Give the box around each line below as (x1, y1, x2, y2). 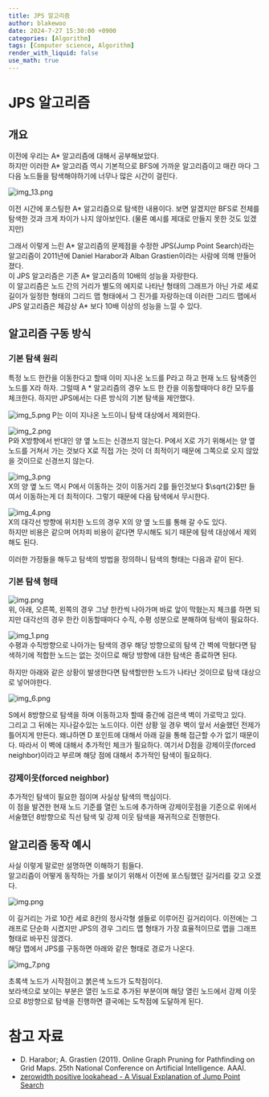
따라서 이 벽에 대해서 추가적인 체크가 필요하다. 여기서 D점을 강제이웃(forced (18, 740, 255, 750)
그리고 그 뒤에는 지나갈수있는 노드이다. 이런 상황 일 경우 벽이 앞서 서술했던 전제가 (8, 720, 261, 730)
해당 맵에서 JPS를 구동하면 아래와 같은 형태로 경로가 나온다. (8, 944, 195, 953)
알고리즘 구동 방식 (8, 327, 92, 341)
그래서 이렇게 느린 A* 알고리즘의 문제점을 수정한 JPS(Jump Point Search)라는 (8, 240, 255, 250)
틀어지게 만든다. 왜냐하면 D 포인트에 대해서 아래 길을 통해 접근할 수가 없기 (8, 730, 238, 739)
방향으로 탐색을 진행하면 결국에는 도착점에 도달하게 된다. (27, 996, 204, 1005)
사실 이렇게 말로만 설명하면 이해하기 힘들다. (8, 861, 144, 870)
